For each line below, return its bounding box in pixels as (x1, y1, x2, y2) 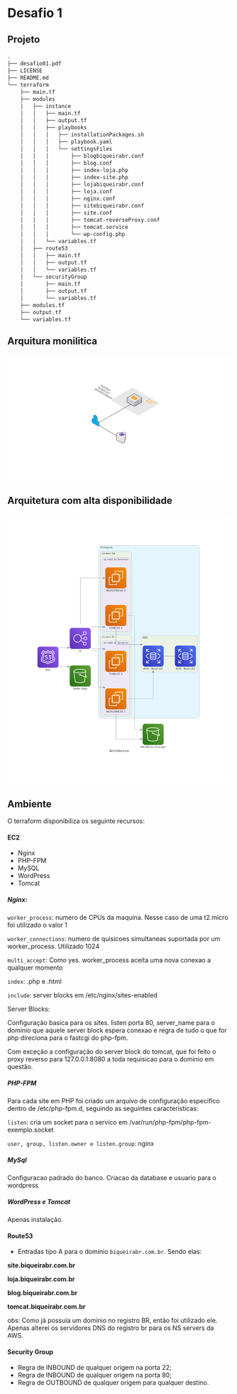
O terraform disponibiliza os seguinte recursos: (7, 816, 145, 825)
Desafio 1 (7, 5, 62, 21)
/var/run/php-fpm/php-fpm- (128, 1118, 211, 1127)
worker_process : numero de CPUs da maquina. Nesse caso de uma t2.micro (7, 913, 228, 922)
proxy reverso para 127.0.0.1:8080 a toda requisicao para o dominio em (7, 1055, 214, 1063)
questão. (7, 1063, 33, 1071)
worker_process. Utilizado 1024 (7, 942, 100, 950)
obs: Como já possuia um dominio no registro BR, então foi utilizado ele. (7, 1317, 218, 1325)
